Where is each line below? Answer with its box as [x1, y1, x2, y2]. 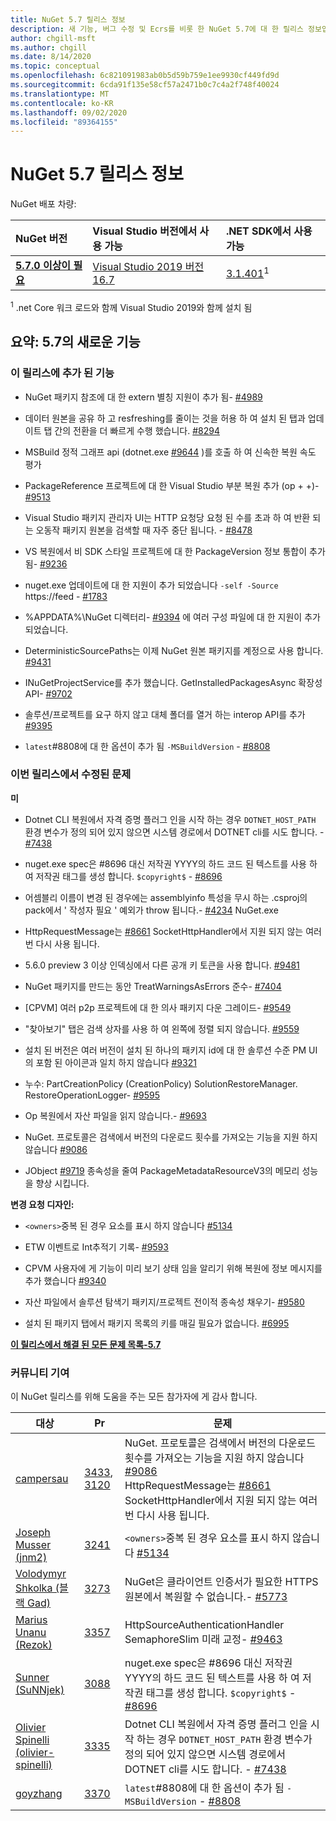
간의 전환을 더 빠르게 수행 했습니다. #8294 [54, 424, 220, 436]
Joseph [15, 1526, 51, 1540]
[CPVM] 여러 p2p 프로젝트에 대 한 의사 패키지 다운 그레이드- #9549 [24, 1001, 292, 1013]
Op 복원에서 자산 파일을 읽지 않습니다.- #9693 [24, 1109, 207, 1121]
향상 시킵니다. [35, 1177, 90, 1189]
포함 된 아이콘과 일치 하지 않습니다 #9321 [35, 1056, 197, 1068]
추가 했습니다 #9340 [24, 1274, 107, 1286]
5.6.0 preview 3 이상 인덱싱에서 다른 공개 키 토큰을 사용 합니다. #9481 [24, 959, 300, 971]
